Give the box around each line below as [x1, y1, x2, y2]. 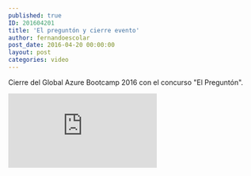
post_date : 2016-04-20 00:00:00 [8, 41, 115, 49]
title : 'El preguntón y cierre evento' [8, 26, 140, 34]
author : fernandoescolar [8, 33, 90, 42]
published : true [8, 11, 62, 20]
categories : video [8, 56, 69, 64]
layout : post [8, 48, 51, 56]
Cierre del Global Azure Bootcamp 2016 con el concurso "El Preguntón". [8, 77, 244, 87]
